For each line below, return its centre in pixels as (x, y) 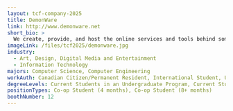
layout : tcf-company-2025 (44, 13)
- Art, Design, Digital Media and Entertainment (85, 59)
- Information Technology (51, 65)
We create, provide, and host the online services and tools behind (114, 39)
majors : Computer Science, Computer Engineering (79, 71)
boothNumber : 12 (31, 97)
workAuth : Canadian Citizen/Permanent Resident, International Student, (114, 78)
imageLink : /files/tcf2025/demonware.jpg (68, 46)
